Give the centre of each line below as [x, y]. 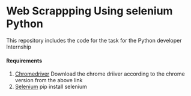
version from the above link [49, 80]
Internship [19, 47]
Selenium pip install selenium [51, 87]
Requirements [24, 61]
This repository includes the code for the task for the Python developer [94, 40]
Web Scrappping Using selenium [89, 11]
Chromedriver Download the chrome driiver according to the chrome [100, 74]
